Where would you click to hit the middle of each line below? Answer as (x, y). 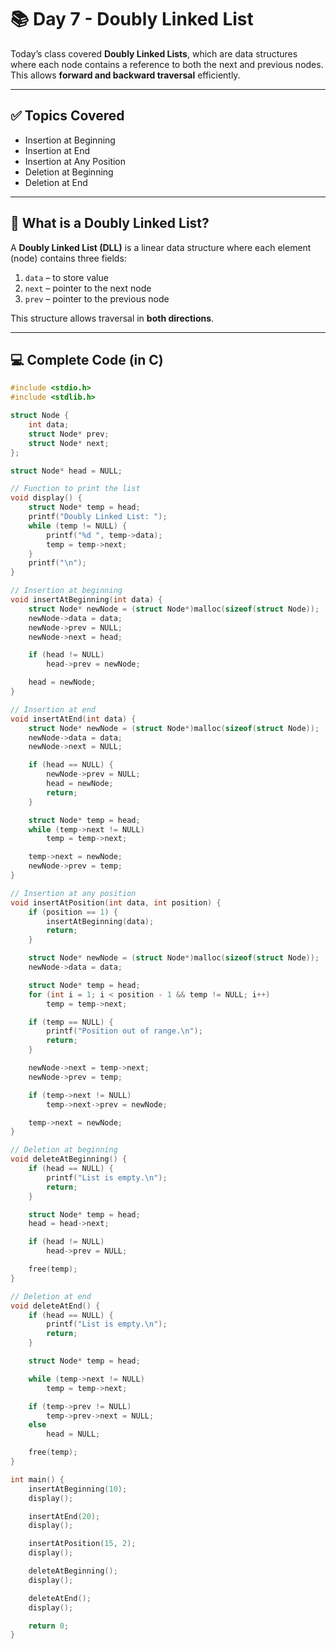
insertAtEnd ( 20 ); (64, 1516)
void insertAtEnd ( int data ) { (73, 719)
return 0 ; (49, 1626)
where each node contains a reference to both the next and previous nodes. (167, 64)
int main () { (37, 1479)
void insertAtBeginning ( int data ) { (86, 600)
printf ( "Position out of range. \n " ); (124, 1031)
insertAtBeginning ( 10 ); (78, 1489)
